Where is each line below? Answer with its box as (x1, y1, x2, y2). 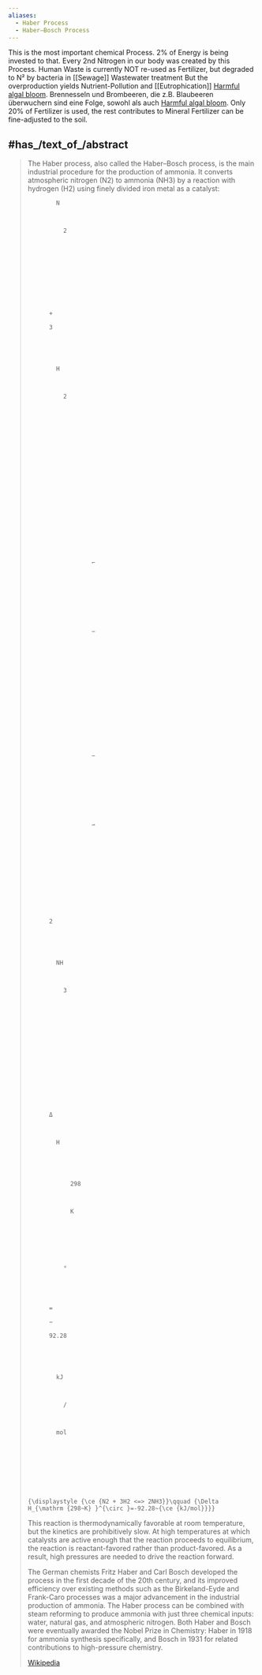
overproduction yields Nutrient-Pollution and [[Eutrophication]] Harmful (8, 81, 241, 91)
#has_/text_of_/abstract (8, 137, 129, 151)
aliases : (8, 11, 37, 20)
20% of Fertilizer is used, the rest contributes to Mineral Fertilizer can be (8, 107, 245, 116)
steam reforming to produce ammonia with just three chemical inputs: (27, 1609, 254, 1619)
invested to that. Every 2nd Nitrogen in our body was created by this (8, 56, 230, 66)
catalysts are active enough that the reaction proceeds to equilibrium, (27, 1535, 254, 1545)
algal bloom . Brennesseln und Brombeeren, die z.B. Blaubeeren (8, 90, 214, 99)
